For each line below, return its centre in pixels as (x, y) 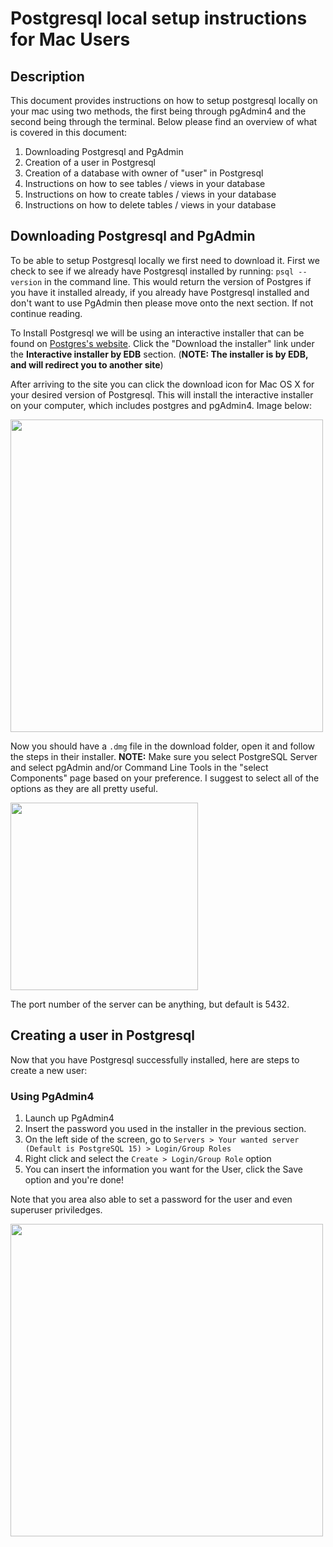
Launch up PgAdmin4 (69, 1118)
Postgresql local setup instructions (159, 18)
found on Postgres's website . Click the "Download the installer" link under (162, 343)
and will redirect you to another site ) (87, 364)
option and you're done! (74, 1179)
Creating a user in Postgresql (103, 1035)
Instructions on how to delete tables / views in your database (150, 205)
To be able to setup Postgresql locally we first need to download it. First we (165, 260)
